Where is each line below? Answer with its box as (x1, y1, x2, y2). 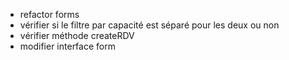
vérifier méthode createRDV (19, 30, 135, 41)
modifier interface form (19, 40, 116, 52)
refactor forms (19, 9, 80, 20)
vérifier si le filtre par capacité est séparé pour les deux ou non (19, 19, 280, 31)
